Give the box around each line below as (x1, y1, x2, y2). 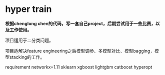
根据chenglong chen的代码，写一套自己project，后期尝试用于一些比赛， (5, 20, 156, 26)
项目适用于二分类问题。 (5, 37, 53, 43)
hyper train (5, 3, 52, 15)
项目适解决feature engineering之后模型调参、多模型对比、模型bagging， (5, 48, 155, 54)
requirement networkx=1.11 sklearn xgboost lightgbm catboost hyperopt (5, 64, 152, 70)
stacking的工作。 (9, 54, 45, 60)
